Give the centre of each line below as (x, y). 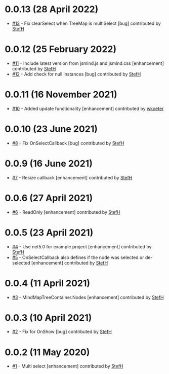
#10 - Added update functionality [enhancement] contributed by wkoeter (88, 108)
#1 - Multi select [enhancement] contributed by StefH (68, 366)
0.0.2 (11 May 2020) (47, 352)
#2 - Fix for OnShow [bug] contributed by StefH (62, 332)
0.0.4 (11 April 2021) (48, 283)
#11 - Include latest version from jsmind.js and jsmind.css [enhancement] (88, 63)
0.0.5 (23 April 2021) (49, 232)
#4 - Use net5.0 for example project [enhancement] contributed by (82, 246)
